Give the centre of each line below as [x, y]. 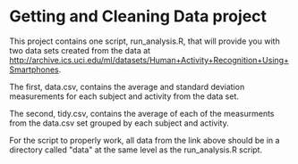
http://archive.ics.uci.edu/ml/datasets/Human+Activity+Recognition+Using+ [149, 60]
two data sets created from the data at [80, 50]
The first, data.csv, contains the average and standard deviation [127, 86]
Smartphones [34, 70]
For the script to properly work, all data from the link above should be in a [145, 140]
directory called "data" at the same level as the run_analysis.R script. [136, 150]
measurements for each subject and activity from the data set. [124, 96]
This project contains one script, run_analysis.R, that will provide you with [145, 41]
